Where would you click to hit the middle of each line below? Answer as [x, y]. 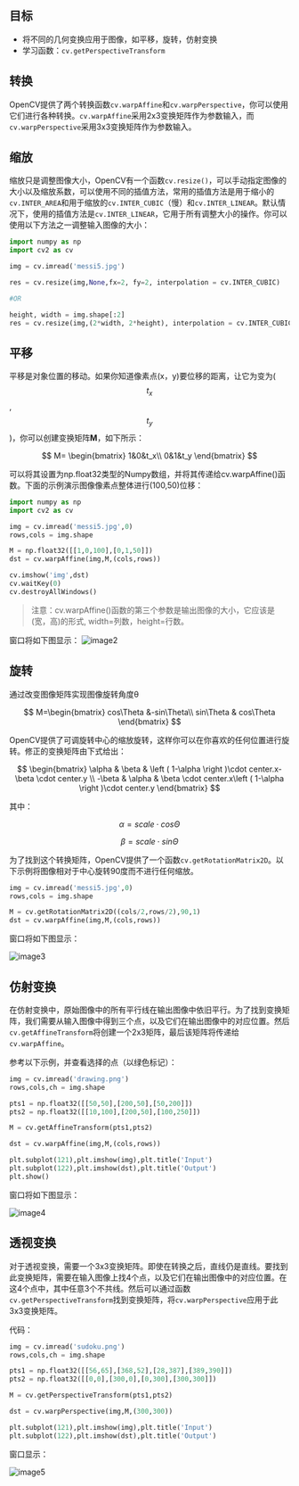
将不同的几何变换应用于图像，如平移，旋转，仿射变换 [120, 39]
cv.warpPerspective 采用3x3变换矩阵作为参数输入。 [103, 127]
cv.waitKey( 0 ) [36, 584]
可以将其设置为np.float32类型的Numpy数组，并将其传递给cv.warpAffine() [144, 474]
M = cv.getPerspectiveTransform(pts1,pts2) [91, 1395]
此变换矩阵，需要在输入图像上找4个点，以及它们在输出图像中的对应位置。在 [148, 1277]
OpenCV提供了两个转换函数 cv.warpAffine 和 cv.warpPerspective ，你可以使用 [149, 104]
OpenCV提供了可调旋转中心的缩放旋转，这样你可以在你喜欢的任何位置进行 [145, 739]
